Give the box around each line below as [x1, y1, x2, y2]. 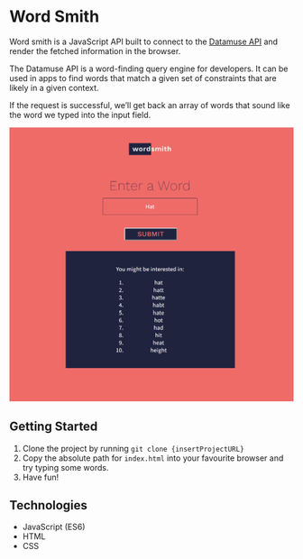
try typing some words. [22, 462, 109, 472]
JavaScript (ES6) [22, 521, 86, 533]
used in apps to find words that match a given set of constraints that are [9, 72, 277, 83]
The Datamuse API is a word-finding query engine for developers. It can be [9, 63, 289, 74]
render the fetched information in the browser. [9, 45, 181, 56]
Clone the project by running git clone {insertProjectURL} [22, 443, 245, 454]
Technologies [9, 498, 88, 513]
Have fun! [22, 472, 60, 482]
